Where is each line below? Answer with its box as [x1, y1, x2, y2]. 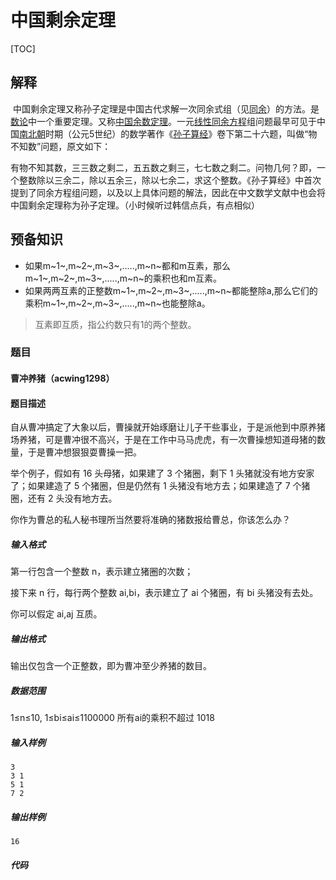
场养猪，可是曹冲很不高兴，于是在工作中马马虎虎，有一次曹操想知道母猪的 [10, 434, 317, 446]
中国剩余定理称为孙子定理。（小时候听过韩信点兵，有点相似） [10, 199, 260, 211]
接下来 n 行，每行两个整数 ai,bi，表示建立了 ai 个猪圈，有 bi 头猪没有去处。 [10, 587, 319, 599]
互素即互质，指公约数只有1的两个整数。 [34, 318, 197, 330]
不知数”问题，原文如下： [10, 140, 112, 152]
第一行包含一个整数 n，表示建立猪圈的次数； [10, 566, 194, 578]
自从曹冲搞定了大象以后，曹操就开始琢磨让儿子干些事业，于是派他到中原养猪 [10, 421, 326, 433]
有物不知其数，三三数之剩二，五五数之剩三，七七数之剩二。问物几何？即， [10, 161, 317, 173]
